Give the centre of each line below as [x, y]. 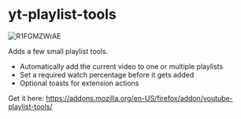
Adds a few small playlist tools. [58, 51]
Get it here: [26, 98]
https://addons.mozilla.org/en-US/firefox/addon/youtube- [140, 98]
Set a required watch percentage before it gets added [107, 74]
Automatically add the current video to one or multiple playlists [121, 66]
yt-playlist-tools [62, 14]
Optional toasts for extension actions [79, 83]
